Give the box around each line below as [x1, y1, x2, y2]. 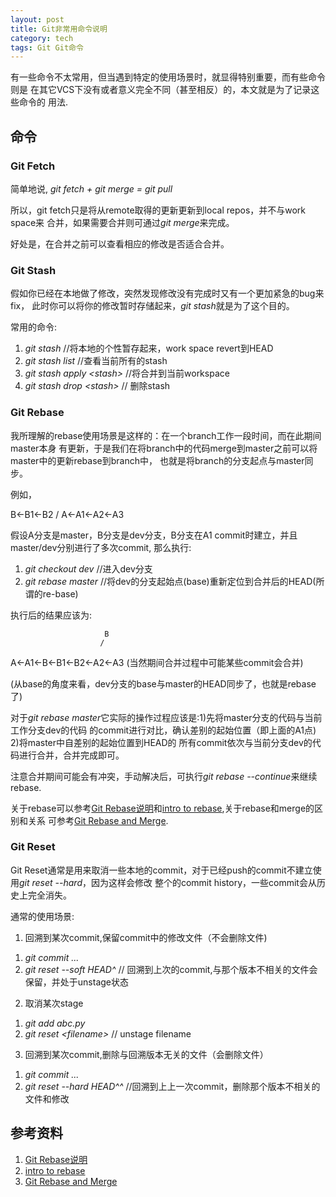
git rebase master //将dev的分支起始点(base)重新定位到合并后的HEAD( [24, 575, 317, 587]
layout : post [10, 14, 65, 25]
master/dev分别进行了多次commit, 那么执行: [10, 541, 192, 553]
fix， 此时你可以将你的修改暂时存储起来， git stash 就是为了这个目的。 [10, 300, 295, 312]
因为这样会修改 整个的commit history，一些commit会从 [90, 876, 317, 888]
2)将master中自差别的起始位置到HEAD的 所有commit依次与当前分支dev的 [10, 736, 313, 748]
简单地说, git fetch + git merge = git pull [10, 182, 173, 195]
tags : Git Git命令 [10, 42, 84, 53]
